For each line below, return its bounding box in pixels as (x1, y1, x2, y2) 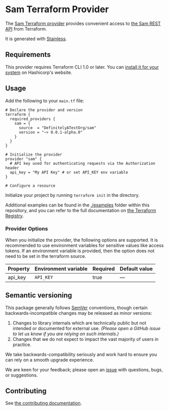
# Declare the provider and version (5, 107, 83, 112)
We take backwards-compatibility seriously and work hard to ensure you (5, 351, 157, 357)
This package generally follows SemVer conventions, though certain (5, 304, 148, 311)
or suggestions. (5, 372, 38, 378)
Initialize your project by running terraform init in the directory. (5, 192, 140, 198)
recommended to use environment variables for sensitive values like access (5, 242, 164, 248)
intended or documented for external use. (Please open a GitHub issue (12, 325, 161, 331)
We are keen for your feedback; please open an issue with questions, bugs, (5, 366, 163, 372)
